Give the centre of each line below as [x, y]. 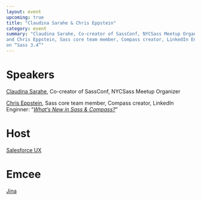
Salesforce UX [24, 150]
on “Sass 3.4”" [25, 46]
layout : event [24, 12]
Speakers [31, 75]
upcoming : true [25, 17]
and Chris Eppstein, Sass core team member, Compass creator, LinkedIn [97, 40]
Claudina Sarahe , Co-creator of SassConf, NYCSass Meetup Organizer [93, 91]
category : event [26, 28]
